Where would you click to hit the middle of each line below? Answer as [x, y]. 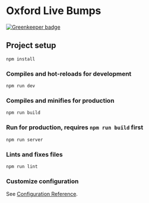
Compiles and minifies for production [60, 100]
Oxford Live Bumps [54, 11]
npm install [21, 59]
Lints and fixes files [35, 154]
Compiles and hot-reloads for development [69, 73]
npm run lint [22, 166]
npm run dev [21, 86]
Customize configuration [43, 181]
